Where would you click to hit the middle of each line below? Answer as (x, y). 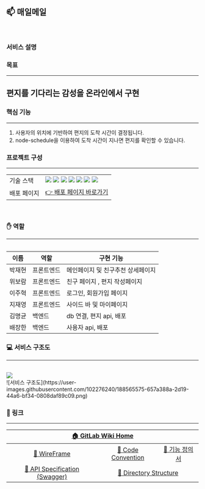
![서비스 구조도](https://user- (41, 382)
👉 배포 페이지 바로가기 (77, 192)
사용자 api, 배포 (87, 327)
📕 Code (128, 450)
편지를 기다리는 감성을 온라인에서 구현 (73, 93)
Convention (128, 457)
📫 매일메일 (27, 12)
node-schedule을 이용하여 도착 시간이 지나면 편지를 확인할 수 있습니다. (100, 140)
